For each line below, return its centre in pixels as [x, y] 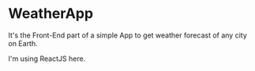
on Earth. [23, 43]
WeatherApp [51, 14]
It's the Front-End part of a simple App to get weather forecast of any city [127, 35]
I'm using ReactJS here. [47, 59]
